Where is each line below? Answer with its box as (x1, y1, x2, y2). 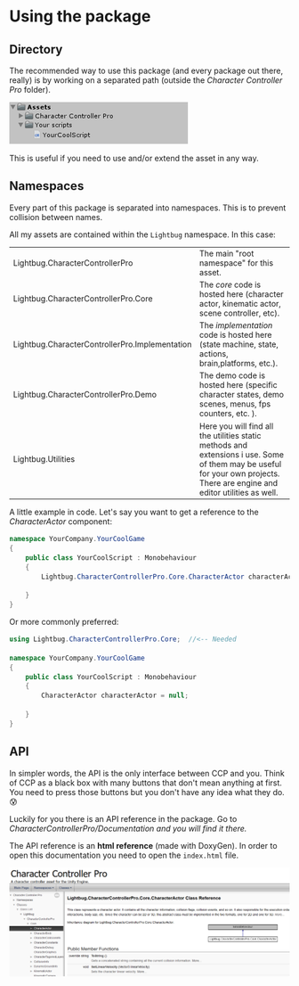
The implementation (198, 320, 273, 331)
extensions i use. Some (198, 448, 285, 460)
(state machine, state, (198, 339, 279, 349)
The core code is (198, 279, 261, 290)
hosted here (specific (198, 380, 278, 390)
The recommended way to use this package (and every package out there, (9, 65, 283, 76)
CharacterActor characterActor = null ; (41, 691, 190, 701)
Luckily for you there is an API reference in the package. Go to (9, 813, 238, 824)
